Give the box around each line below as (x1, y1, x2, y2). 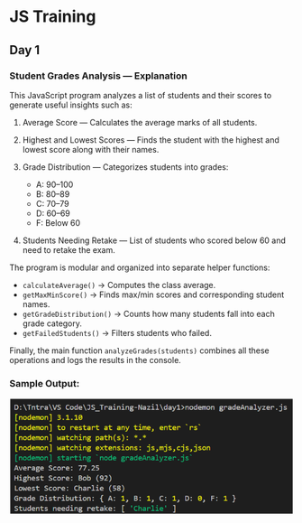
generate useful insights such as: (9, 99, 133, 110)
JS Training (9, 6, 96, 27)
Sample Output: (9, 377, 80, 389)
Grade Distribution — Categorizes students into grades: (22, 161, 229, 173)
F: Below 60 (35, 217, 81, 228)
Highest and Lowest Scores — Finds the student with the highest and (22, 134, 279, 145)
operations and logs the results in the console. (9, 354, 182, 365)
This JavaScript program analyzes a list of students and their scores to (9, 89, 272, 100)
